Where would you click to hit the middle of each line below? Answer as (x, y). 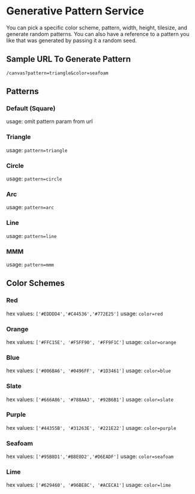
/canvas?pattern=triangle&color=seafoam (58, 73)
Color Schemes (35, 283)
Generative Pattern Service (75, 11)
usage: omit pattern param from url (49, 122)
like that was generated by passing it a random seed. (71, 40)
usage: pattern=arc (30, 207)
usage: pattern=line (31, 236)
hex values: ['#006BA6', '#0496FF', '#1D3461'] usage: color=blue (88, 370)
